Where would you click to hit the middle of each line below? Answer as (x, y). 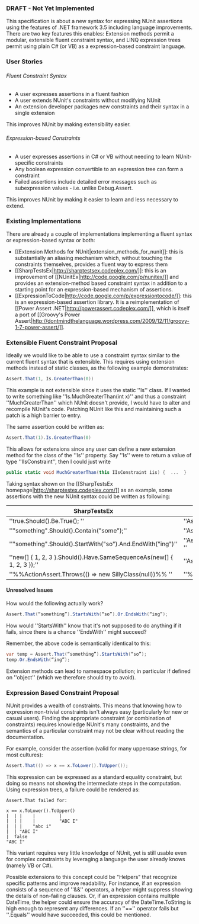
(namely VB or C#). (30, 865)
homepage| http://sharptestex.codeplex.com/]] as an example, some (89, 490)
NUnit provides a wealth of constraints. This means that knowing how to (94, 705)
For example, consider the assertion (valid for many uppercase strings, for (97, 748)
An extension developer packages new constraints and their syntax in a (102, 107)
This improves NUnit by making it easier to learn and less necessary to (92, 199)
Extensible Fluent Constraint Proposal (62, 342)
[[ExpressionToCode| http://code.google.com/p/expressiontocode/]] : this (103, 296)
